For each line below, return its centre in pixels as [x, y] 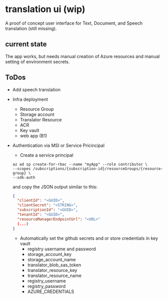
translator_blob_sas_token [54, 265]
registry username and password [62, 249]
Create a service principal [47, 155]
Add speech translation [37, 89]
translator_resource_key [52, 270]
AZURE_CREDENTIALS [51, 291]
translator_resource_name [54, 275]
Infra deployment [30, 99]
